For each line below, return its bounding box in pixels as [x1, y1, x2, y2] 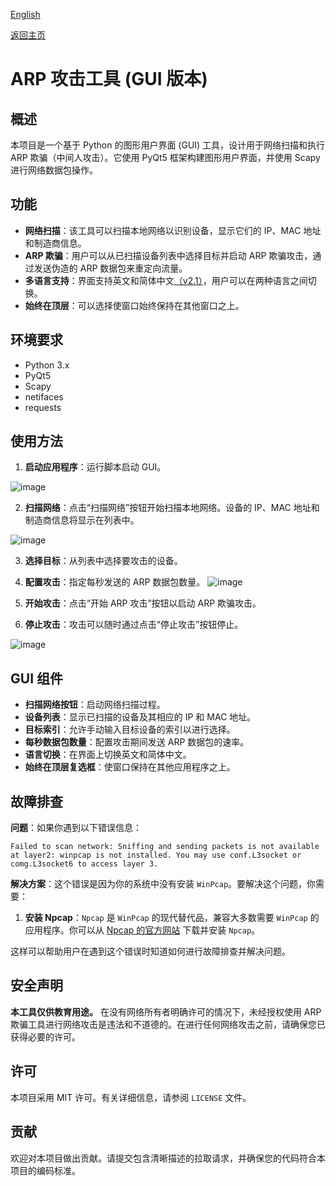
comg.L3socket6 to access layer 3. [10, 859, 159, 869]
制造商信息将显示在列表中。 [24, 514, 140, 526]
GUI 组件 [10, 670, 63, 687]
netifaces [24, 390, 64, 403]
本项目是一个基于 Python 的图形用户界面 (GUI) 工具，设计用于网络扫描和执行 [10, 139, 326, 151]
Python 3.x [24, 359, 70, 371]
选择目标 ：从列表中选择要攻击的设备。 [24, 555, 183, 567]
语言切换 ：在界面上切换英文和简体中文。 [24, 749, 192, 761]
